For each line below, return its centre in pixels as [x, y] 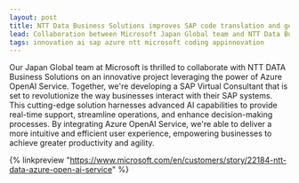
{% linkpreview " [40, 160]
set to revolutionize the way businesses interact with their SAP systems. [141, 96]
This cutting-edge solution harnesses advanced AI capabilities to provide [143, 105]
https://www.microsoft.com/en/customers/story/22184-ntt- [178, 160]
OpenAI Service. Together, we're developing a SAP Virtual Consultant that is [149, 86]
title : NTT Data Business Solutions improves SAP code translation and [145, 26]
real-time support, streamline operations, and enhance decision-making [141, 115]
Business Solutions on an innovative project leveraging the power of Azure [146, 77]
